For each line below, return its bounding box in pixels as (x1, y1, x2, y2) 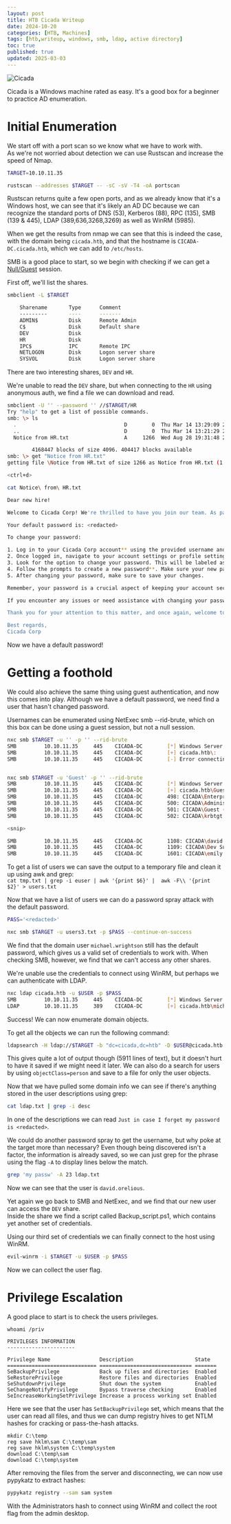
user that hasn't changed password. (7, 703, 110, 710)
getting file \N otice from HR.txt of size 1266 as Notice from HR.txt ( (7, 459, 220, 466)
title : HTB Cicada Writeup (7, 17, 85, 23)
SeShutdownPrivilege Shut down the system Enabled (7, 1380, 217, 1387)
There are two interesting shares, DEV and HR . (7, 368, 134, 377)
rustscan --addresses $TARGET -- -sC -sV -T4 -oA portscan (7, 182, 180, 189)
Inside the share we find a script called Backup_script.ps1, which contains (7, 1212, 216, 1221)
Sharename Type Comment (19, 304, 122, 311)
